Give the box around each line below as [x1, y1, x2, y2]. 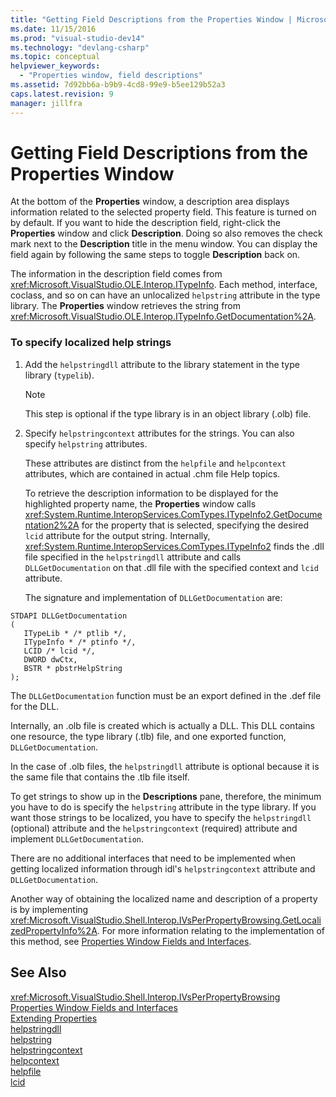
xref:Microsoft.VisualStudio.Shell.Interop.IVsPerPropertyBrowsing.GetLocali [10, 914, 322, 926]
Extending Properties [10, 1012, 98, 1024]
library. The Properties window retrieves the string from [10, 300, 242, 312]
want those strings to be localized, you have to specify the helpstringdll [10, 811, 312, 823]
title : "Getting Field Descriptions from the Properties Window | [10, 14, 293, 25]
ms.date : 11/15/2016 [10, 24, 97, 34]
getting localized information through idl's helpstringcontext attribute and [10, 862, 316, 875]
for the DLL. [10, 700, 60, 712]
